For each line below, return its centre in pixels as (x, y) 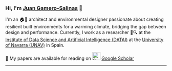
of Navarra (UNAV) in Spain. (35, 45)
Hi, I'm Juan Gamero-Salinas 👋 (44, 8)
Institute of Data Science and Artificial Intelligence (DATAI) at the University (84, 40)
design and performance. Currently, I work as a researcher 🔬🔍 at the (78, 32)
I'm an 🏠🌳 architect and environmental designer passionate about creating (84, 19)
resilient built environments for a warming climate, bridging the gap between (86, 27)
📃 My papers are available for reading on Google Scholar (70, 58)
